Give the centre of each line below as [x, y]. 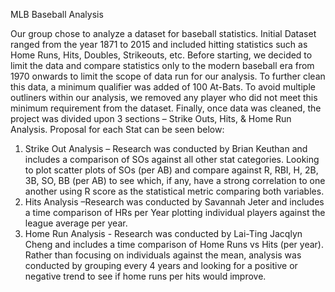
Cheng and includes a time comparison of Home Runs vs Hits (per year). [174, 244]
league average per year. [76, 223]
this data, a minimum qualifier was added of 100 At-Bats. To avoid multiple [163, 87]
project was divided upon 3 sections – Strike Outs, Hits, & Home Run [151, 118]
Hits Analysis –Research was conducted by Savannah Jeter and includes [174, 202]
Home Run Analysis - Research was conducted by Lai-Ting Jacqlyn [163, 233]
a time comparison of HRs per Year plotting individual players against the [175, 212]
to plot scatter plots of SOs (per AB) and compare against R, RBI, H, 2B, [171, 170]
